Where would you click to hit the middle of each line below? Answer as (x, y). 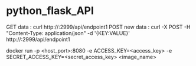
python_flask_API (50, 11)
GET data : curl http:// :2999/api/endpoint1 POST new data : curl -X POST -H (98, 27)
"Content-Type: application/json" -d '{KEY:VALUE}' (68, 33)
